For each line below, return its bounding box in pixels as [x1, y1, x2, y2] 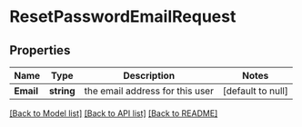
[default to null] [222, 84, 288, 97]
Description [122, 70, 176, 82]
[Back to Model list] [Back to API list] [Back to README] [9, 108, 218, 119]
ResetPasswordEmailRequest [9, 6, 237, 27]
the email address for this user [84, 84, 214, 97]
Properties [9, 43, 71, 58]
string [48, 84, 75, 97]
